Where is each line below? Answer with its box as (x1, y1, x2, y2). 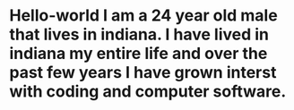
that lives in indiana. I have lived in (9, 24, 270, 45)
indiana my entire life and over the (9, 44, 268, 63)
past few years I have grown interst (9, 63, 277, 83)
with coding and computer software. (9, 81, 287, 102)
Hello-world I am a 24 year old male (9, 5, 278, 26)
